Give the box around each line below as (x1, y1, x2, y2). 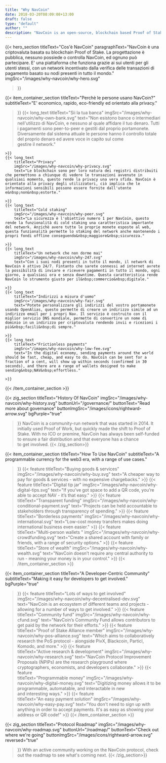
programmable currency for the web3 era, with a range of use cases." (5, 456, 147, 462)
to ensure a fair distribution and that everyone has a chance (17, 436, 139, 442)
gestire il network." (17, 141, 56, 147)
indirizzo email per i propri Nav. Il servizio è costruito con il (5, 312, 147, 317)
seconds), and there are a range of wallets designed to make (5, 364, 136, 369)
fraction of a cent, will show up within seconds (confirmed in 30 (5, 359, 147, 364)
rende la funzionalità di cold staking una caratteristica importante (5, 220, 154, 225)
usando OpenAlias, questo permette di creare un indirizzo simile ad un (5, 307, 158, 312)
